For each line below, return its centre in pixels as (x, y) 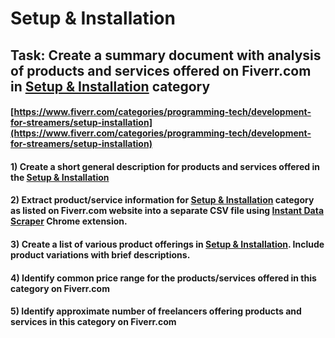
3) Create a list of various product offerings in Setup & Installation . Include (167, 244)
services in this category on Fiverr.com (93, 322)
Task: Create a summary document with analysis (166, 55)
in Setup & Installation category (110, 86)
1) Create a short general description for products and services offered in (165, 166)
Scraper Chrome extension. (69, 221)
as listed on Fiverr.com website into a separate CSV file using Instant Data (167, 211)
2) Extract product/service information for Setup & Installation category (162, 200)
